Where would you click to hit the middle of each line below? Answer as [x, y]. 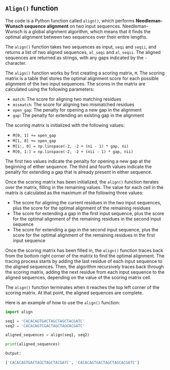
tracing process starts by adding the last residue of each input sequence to [84, 261]
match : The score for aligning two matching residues [67, 99]
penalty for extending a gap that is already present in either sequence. [79, 172]
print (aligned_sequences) [32, 344]
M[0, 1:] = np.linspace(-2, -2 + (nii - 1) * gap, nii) [73, 152]
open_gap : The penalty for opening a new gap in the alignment [77, 110]
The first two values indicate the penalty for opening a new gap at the [78, 161]
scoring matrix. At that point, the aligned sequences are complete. [74, 293]
